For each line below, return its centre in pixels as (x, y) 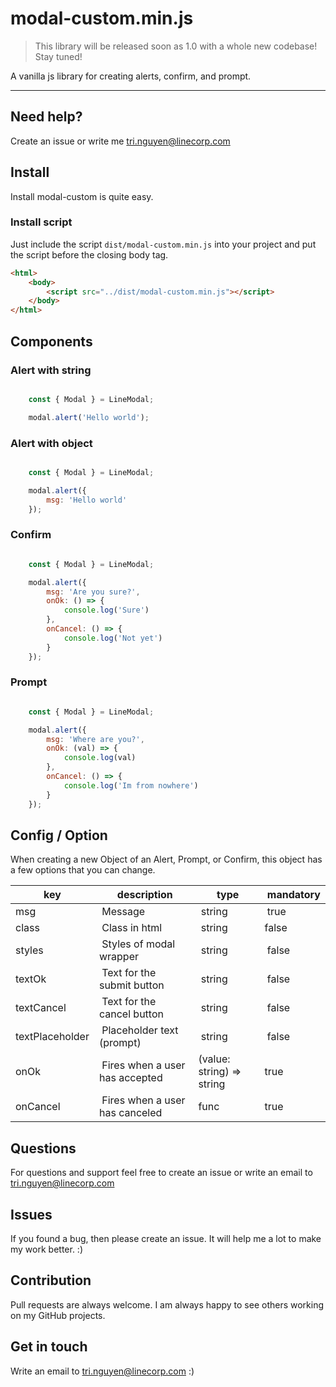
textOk (31, 979)
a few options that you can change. (83, 870)
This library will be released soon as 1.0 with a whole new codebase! (176, 46)
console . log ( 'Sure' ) (106, 610)
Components (51, 341)
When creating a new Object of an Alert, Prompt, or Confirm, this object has (166, 859)
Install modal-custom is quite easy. (82, 196)
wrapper (118, 957)
